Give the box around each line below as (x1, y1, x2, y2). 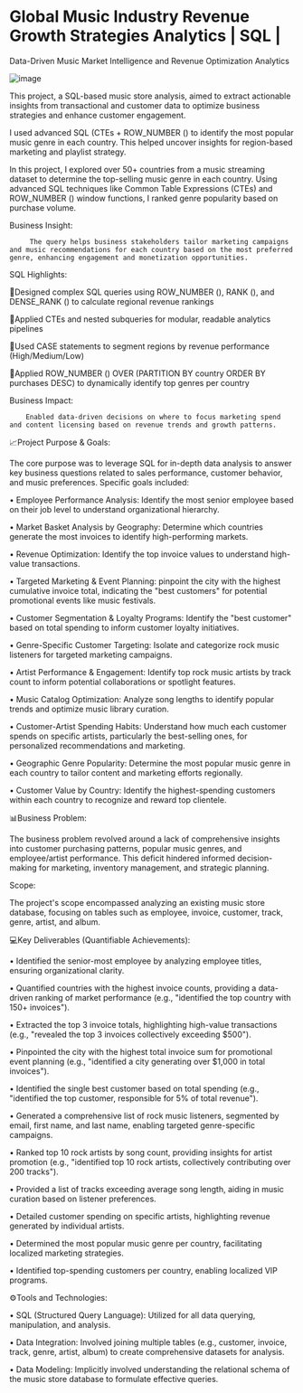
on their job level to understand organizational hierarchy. (9, 504, 220, 514)
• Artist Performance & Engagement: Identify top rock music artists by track (9, 666, 291, 677)
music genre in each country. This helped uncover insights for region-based (9, 136, 293, 147)
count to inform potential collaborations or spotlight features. (9, 676, 236, 687)
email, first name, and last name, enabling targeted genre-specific (9, 1119, 256, 1131)
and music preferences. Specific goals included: (9, 476, 190, 487)
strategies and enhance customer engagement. (9, 109, 186, 120)
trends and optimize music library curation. (9, 703, 169, 714)
